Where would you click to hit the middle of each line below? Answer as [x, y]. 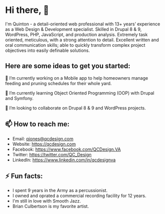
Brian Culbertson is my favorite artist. [51, 207]
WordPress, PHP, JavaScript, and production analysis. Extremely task [77, 34]
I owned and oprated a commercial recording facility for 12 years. [79, 196]
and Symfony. [19, 98]
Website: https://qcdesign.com [44, 144]
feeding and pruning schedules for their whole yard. [59, 83]
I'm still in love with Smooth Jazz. [47, 201]
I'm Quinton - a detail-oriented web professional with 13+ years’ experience [83, 24]
